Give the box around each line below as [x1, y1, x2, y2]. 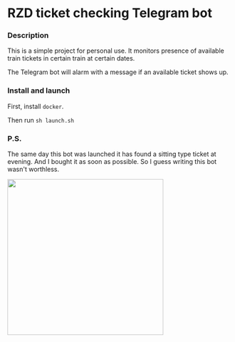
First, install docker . [7, 102, 64, 110]
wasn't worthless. [7, 165, 60, 174]
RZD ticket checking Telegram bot [7, 5, 212, 21]
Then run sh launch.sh [7, 115, 75, 124]
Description [7, 31, 49, 41]
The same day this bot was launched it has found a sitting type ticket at [7, 150, 216, 158]
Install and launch [7, 85, 70, 95]
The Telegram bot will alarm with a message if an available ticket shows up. [7, 68, 229, 76]
